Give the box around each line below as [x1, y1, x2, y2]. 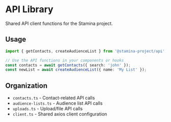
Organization [5, 81, 47, 90]
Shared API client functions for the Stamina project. [5, 20, 113, 26]
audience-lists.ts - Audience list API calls [12, 100, 103, 106]
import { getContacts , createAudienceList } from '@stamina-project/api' [5, 48, 165, 54]
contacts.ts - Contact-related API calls [12, 95, 95, 101]
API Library [5, 4, 53, 15]
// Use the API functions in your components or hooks [5, 57, 124, 63]
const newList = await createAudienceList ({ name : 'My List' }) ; [5, 67, 147, 72]
